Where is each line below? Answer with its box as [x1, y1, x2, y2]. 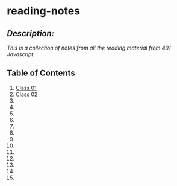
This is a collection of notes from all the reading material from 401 [7, 44, 171, 51]
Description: [7, 28, 55, 39]
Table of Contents [7, 68, 76, 79]
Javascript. [7, 51, 35, 58]
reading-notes [7, 4, 81, 18]
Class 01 [15, 84, 37, 91]
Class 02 [15, 91, 38, 98]
